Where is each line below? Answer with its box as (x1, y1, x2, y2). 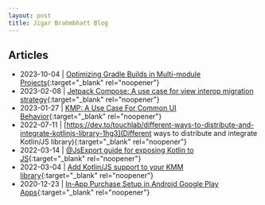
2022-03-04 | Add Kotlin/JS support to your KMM (19, 162, 184, 172)
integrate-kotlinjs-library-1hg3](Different (19, 129, 152, 138)
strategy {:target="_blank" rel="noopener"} (19, 95, 161, 104)
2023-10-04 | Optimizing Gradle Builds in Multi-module (19, 69, 201, 79)
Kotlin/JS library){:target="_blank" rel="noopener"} (19, 137, 187, 147)
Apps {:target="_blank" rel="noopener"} (19, 188, 150, 197)
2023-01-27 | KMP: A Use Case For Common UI (19, 103, 177, 113)
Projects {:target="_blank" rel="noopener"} (19, 78, 160, 87)
